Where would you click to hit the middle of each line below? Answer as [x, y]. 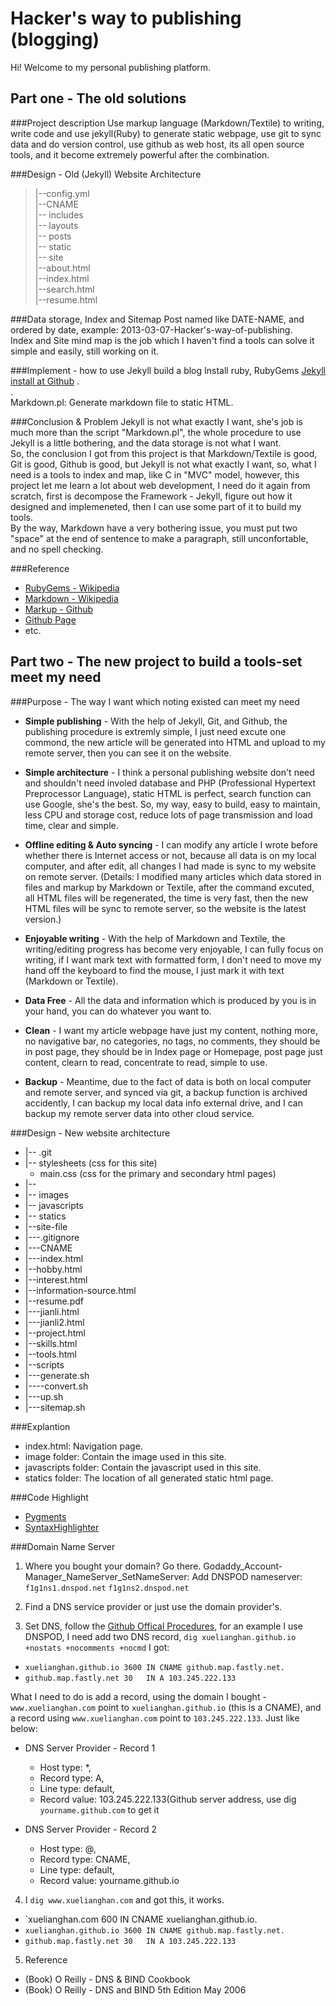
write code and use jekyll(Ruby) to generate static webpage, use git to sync [166, 133]
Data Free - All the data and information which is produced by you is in [170, 1000]
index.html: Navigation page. [83, 1446]
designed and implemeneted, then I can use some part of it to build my [156, 506]
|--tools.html [50, 1354]
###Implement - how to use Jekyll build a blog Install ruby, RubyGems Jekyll [168, 370]
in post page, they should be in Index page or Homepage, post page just [173, 1051]
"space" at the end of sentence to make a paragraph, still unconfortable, [159, 538]
